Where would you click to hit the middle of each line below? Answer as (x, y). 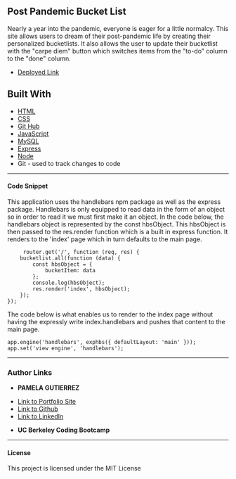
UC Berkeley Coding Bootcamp (64, 430)
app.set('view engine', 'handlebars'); (66, 348)
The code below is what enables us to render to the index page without (110, 314)
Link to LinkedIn (40, 416)
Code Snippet (28, 186)
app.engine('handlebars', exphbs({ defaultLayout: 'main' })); (102, 342)
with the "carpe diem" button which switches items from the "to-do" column (118, 51)
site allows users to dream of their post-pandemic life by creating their (109, 36)
